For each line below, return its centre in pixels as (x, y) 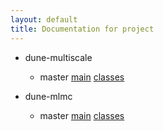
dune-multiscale (58, 57)
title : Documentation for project (82, 29)
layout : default (44, 19)
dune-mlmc (48, 96)
